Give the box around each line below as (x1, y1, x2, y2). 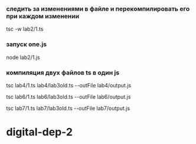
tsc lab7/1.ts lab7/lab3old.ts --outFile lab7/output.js (6, 104, 130, 112)
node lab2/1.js (6, 54, 40, 61)
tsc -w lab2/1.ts (6, 25, 44, 32)
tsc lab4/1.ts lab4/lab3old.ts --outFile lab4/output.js (6, 81, 132, 89)
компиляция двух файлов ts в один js (6, 68, 120, 77)
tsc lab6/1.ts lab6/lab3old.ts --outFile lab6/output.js (6, 93, 131, 100)
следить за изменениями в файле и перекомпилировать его (6, 5, 190, 13)
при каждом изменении (6, 12, 80, 20)
